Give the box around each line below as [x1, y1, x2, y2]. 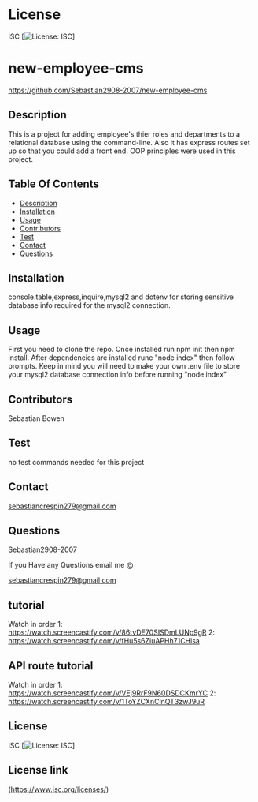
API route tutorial [8, 659, 94, 673]
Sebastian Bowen [8, 413, 65, 423]
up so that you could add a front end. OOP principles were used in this [8, 146, 236, 156]
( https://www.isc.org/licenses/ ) [8, 784, 109, 794]
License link [8, 763, 68, 777]
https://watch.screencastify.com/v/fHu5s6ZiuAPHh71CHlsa [8, 636, 201, 646]
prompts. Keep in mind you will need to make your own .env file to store [8, 362, 241, 371]
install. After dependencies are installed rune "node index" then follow [8, 353, 235, 362]
